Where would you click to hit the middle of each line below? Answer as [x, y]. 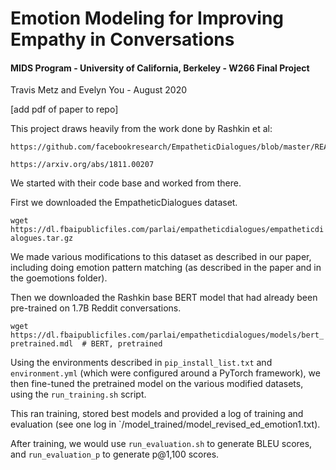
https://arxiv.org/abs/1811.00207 [82, 165]
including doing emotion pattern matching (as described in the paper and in [166, 268]
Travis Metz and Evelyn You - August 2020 [99, 90]
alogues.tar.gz [42, 238]
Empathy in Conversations [122, 39]
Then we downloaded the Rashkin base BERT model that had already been [164, 298]
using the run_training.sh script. [78, 394]
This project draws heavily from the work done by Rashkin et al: [141, 129]
